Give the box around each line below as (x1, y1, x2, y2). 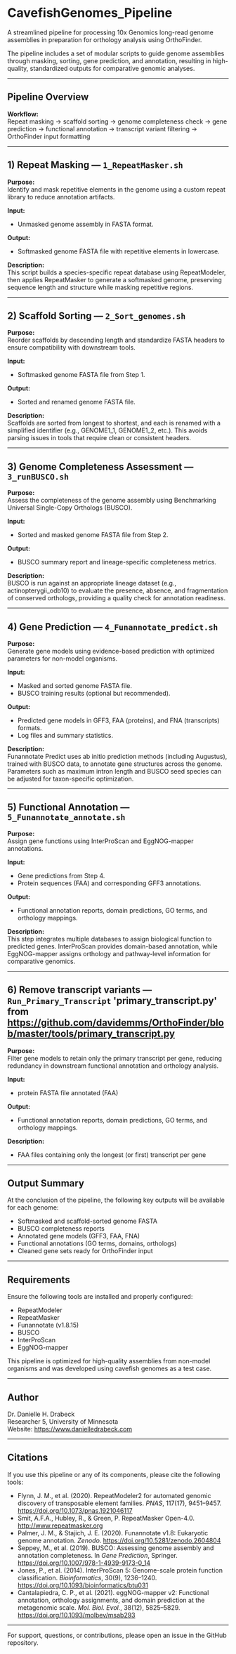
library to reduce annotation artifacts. (7, 192, 115, 201)
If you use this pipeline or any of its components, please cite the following (7, 1470, 221, 1478)
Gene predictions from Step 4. (17, 871, 105, 880)
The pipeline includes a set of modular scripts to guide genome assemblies (7, 49, 225, 58)
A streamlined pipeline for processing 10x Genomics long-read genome (7, 28, 214, 37)
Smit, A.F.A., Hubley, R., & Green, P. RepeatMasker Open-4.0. (17, 1514, 195, 1522)
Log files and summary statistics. (17, 732, 114, 739)
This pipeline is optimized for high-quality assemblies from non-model (7, 1357, 211, 1365)
